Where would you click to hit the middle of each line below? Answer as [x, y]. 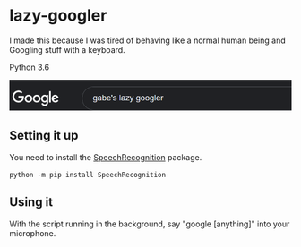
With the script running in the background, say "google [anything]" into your [150, 224]
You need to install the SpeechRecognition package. [106, 157]
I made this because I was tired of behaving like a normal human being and [148, 40]
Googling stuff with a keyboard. [67, 49]
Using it [31, 202]
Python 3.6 [30, 67]
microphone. [33, 233]
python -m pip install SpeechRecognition [88, 175]
